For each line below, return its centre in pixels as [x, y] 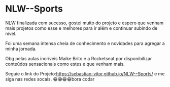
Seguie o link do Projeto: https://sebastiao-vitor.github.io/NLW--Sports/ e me [85, 73]
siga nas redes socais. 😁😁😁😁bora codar [50, 79]
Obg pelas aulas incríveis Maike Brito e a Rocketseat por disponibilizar [79, 58]
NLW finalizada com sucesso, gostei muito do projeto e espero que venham [84, 23]
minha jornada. [21, 49]
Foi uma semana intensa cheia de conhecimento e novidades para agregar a [85, 43]
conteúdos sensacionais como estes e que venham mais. [65, 64]
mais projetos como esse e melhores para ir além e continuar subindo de [81, 28]
